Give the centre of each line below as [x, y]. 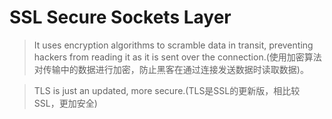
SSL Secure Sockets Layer [120, 17]
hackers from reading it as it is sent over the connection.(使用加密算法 [177, 57]
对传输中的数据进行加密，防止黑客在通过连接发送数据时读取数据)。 [171, 69]
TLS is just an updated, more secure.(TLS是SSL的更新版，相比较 [167, 90]
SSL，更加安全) [65, 103]
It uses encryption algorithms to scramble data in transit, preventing [173, 45]
